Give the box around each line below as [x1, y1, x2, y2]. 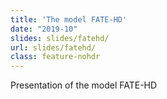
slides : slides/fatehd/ [10, 33, 110, 43]
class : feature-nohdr [10, 52, 101, 62]
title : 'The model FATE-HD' [10, 14, 128, 25]
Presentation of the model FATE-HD [10, 79, 158, 91]
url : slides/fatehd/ [10, 42, 97, 53]
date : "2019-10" [10, 24, 78, 34]
